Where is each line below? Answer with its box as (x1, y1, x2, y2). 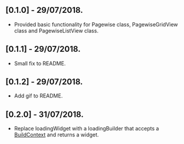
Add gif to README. (14, 92, 63, 99)
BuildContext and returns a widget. (14, 131, 99, 138)
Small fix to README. (14, 59, 66, 67)
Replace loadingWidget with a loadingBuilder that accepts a (14, 125, 159, 132)
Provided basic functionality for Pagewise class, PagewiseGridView (14, 21, 178, 28)
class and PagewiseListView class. (14, 27, 98, 34)
